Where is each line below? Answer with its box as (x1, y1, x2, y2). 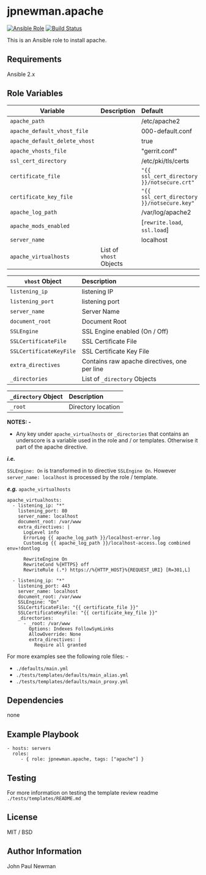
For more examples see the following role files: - (7, 653, 129, 660)
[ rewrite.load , (141, 218, 183, 226)
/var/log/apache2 (141, 208, 191, 216)
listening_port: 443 (18, 583, 70, 589)
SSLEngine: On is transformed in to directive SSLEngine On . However (7, 467, 177, 474)
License (7, 812, 38, 822)
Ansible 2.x (7, 70, 35, 78)
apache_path (10, 118, 45, 124)
